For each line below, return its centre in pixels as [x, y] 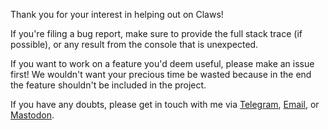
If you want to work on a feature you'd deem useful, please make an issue [162, 63]
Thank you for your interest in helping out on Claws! [117, 14]
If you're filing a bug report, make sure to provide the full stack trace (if [156, 33]
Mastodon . [32, 115]
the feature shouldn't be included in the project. [108, 85]
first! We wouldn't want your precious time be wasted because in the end [161, 74]
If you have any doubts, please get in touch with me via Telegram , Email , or [165, 104]
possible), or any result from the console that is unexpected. [134, 44]
